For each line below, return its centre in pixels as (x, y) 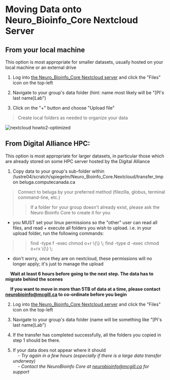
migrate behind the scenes (34, 279)
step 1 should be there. (37, 340)
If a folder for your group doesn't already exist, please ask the (95, 207)
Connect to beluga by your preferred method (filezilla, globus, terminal (91, 192)
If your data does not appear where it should (59, 350)
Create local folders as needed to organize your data (73, 118)
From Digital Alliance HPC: (48, 144)
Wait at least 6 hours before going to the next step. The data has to (82, 274)
